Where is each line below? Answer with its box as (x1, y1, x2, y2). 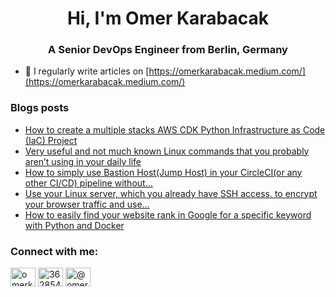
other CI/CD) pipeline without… (24, 177, 153, 189)
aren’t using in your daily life (24, 155, 142, 167)
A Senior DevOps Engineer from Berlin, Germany (48, 43, 288, 57)
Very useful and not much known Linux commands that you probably (24, 145, 310, 157)
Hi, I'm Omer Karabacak (66, 7, 270, 30)
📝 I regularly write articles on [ (24, 65, 150, 77)
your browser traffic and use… (24, 198, 150, 210)
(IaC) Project (24, 134, 78, 146)
